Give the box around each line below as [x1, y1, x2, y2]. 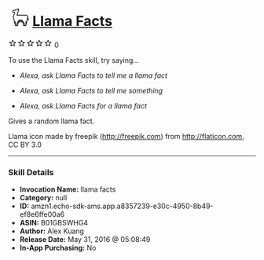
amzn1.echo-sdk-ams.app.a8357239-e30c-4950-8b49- [31, 201, 214, 211]
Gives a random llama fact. [8, 116, 95, 126]
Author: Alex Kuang [19, 226, 85, 236]
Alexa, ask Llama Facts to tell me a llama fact [19, 71, 167, 80]
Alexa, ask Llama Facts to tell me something [19, 86, 163, 95]
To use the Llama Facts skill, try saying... [8, 55, 140, 64]
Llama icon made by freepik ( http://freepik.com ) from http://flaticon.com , [8, 131, 245, 141]
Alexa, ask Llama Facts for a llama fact [19, 101, 147, 110]
